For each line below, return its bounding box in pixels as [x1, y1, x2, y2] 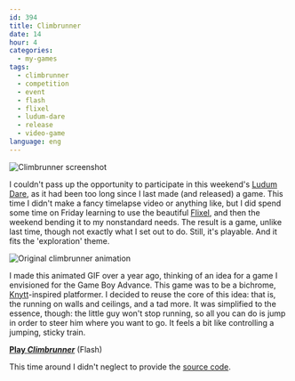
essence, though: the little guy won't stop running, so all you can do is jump [9, 308, 286, 319]
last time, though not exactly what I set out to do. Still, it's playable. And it [9, 226, 278, 237]
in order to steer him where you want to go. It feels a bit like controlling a [9, 317, 275, 328]
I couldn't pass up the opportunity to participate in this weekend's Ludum [9, 179, 278, 190]
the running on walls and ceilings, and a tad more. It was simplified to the [9, 298, 277, 309]
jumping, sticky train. [9, 327, 86, 337]
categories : [9, 46, 53, 55]
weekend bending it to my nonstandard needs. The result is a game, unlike [9, 216, 283, 227]
